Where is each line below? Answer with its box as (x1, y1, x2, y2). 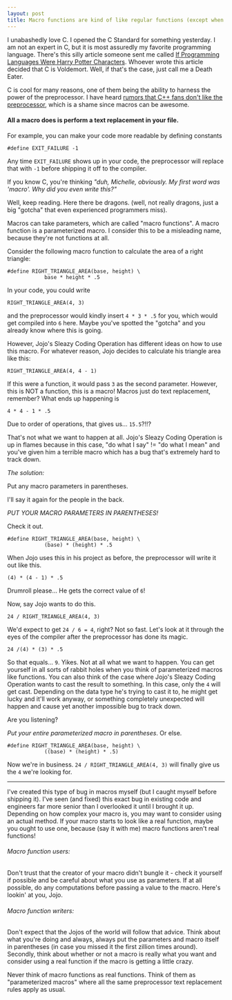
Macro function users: (7, 847, 70, 856)
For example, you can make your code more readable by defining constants (7, 131, 222, 140)
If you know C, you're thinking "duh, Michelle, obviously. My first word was (7, 177, 220, 186)
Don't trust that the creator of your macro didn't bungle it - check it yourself (7, 868, 223, 877)
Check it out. (7, 522, 43, 530)
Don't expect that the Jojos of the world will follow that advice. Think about (7, 928, 221, 936)
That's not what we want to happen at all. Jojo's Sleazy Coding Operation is (7, 433, 223, 441)
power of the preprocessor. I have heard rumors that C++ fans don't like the (7, 93, 223, 101)
